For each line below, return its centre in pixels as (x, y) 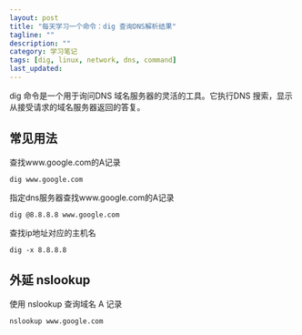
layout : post (34, 18)
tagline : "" (32, 35)
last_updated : (36, 69)
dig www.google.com (46, 179)
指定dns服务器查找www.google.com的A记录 (92, 198)
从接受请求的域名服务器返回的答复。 (77, 107)
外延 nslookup (50, 280)
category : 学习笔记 (44, 52)
